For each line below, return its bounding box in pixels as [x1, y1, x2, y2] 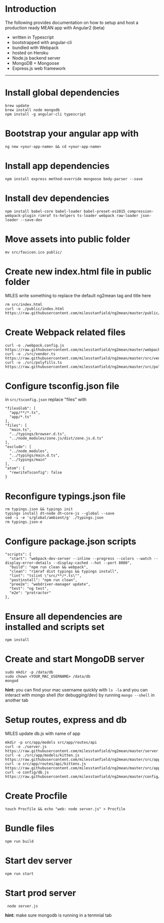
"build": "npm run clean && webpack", [9, 565, 89, 570]
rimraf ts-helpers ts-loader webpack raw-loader [38, 213, 139, 218]
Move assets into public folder [5, 234, 130, 245]
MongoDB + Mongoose [12, 60, 60, 66]
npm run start [5, 871, 34, 876]
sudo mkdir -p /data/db [5, 670, 54, 675]
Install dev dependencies [5, 193, 109, 204]
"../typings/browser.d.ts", [9, 431, 67, 437]
